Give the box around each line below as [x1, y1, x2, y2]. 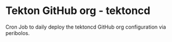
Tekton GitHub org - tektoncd [5, 4, 150, 17]
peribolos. [5, 29, 30, 36]
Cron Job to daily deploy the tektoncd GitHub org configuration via [5, 23, 166, 30]
